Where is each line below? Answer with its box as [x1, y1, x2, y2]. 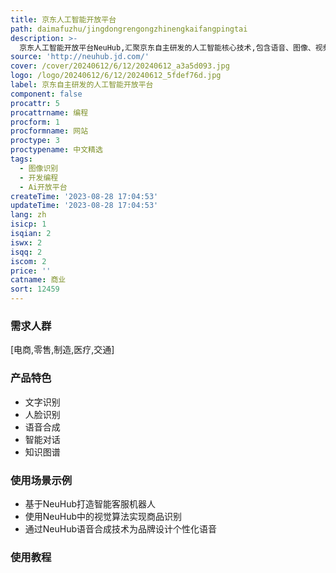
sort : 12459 [10, 284, 60, 295]
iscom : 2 [10, 256, 47, 266]
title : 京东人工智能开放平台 [10, 14, 117, 25]
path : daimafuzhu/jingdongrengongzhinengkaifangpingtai [10, 24, 248, 34]
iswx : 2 [10, 237, 43, 248]
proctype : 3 [10, 136, 60, 146]
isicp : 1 [10, 219, 47, 230]
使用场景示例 [10, 473, 73, 487]
